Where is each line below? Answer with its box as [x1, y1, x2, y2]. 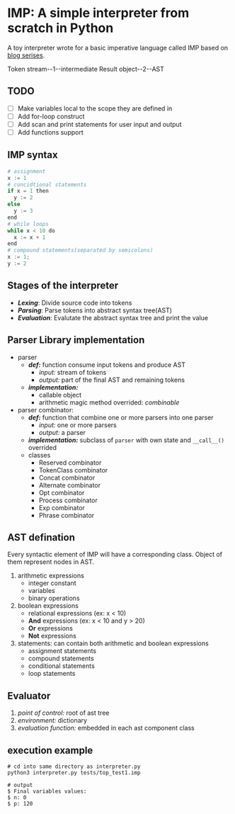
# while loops [7, 220, 50, 227]
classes [28, 451, 51, 459]
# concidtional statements [7, 181, 87, 188]
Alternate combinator [38, 480, 101, 490]
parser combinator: [17, 405, 74, 414]
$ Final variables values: [7, 788, 87, 795]
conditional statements [28, 662, 96, 670]
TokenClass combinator [38, 465, 108, 474]
